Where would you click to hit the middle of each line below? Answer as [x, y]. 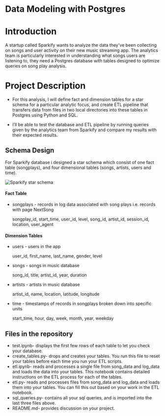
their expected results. [35, 135]
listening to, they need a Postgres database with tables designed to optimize [82, 61]
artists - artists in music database [46, 285]
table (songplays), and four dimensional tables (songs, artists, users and [78, 167]
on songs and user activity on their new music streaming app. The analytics [82, 51]
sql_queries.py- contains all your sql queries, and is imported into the [82, 398]
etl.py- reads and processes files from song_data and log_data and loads [86, 382]
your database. [27, 351]
